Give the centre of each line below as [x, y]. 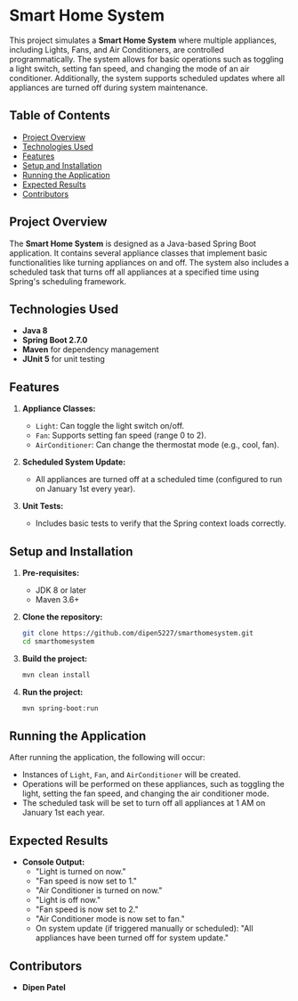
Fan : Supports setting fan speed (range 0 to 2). [121, 435]
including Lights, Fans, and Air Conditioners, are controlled [117, 49]
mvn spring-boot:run [60, 708]
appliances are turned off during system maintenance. [109, 87]
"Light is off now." [68, 900]
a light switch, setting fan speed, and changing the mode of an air [129, 69]
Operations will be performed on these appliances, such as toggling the [153, 784]
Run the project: [52, 692]
